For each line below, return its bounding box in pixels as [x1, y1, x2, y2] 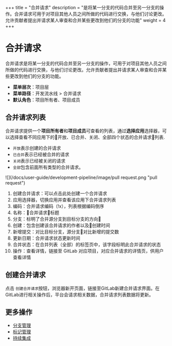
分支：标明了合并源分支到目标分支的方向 [12, 216, 101, 222]
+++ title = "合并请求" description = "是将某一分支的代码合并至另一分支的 [5, 5, 160, 10]
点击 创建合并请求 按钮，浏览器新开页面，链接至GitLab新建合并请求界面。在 [5, 285, 160, 291]
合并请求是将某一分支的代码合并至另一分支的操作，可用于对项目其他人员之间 [5, 60, 167, 66]
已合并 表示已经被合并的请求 [12, 151, 70, 157]
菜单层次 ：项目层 [12, 84, 49, 90]
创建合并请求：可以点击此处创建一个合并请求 [12, 190, 107, 196]
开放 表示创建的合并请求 [12, 145, 61, 151]
